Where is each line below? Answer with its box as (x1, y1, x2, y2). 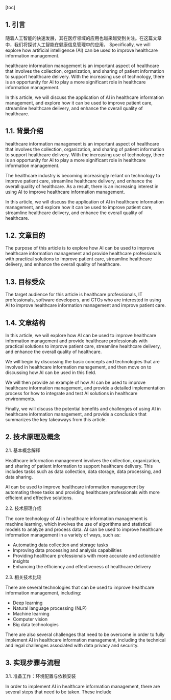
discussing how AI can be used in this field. (5, 369, 96, 376)
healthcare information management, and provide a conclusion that (5, 411, 147, 417)
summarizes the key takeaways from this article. (5, 417, 107, 423)
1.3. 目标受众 (5, 277, 45, 286)
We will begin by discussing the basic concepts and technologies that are (5, 359, 160, 365)
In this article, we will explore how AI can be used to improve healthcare (5, 333, 157, 339)
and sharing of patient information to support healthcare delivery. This (5, 463, 153, 469)
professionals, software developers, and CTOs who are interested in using (5, 297, 161, 303)
